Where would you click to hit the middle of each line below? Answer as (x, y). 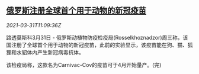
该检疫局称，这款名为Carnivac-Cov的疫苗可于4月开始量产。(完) (84, 65)
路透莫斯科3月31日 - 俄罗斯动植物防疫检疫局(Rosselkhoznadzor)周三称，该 (97, 37)
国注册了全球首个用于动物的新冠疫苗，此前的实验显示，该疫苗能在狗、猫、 (97, 45)
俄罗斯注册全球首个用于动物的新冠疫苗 (76, 11)
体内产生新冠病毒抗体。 (55, 52)
